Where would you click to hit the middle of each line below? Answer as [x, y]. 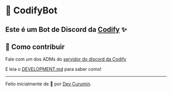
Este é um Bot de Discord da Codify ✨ [66, 30]
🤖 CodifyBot [31, 11]
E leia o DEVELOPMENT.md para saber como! [53, 69]
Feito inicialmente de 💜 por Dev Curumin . [48, 84]
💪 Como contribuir [35, 47]
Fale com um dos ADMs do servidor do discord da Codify [66, 59]
